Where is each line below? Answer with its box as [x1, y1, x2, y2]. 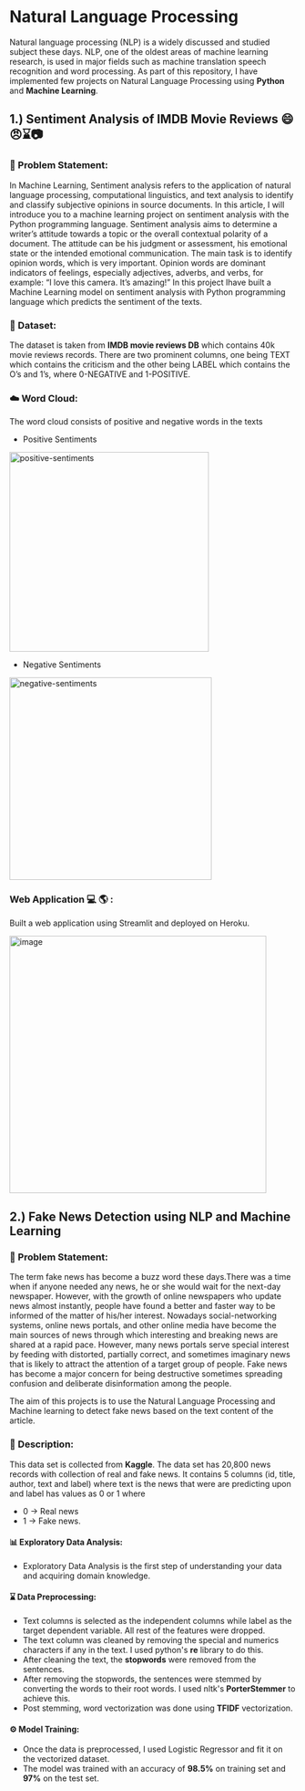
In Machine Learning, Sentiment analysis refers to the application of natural [9, 180, 291, 191]
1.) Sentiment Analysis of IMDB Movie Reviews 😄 [9, 111, 294, 127]
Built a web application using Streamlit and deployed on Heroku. [9, 917, 250, 928]
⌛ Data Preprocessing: [9, 1591, 97, 1603]
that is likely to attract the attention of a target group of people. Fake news [9, 1358, 288, 1370]
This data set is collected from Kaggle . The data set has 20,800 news [9, 1459, 271, 1470]
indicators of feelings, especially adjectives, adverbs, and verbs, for [9, 267, 264, 278]
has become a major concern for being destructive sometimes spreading [9, 1368, 283, 1379]
